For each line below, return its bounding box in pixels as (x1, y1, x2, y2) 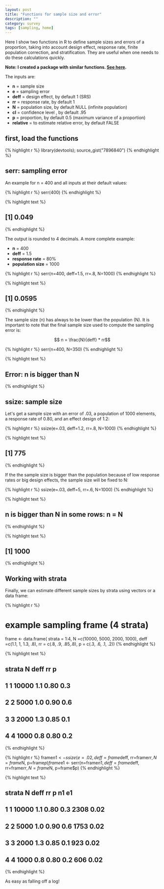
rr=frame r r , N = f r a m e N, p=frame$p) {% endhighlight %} (5, 765, 120, 771)
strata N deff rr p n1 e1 (5, 789, 72, 797)
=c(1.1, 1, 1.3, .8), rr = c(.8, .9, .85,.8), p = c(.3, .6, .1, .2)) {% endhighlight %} (5, 641, 156, 647)
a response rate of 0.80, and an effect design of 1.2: (5, 416, 110, 421)
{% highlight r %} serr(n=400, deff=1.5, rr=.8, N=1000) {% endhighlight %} (5, 270, 156, 276)
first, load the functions (5, 134, 78, 143)
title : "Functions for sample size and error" (5, 12, 102, 17)
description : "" (5, 16, 38, 21)
